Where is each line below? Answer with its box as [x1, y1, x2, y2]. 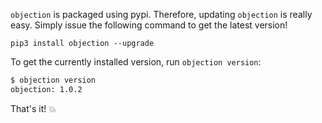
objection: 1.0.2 [10, 84, 83, 94]
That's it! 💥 [10, 102, 57, 114]
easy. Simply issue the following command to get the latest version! [10, 19, 288, 31]
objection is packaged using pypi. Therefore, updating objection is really [10, 9, 313, 20]
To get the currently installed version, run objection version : [10, 56, 262, 68]
